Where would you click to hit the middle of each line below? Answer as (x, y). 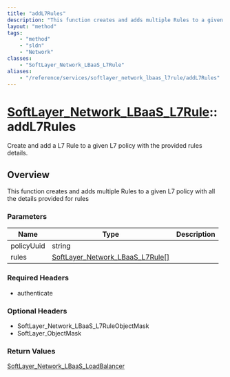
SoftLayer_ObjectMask (49, 333)
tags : (15, 33)
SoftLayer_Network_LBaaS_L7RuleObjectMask (83, 326)
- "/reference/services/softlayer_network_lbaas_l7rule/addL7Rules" (120, 78)
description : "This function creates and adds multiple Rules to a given (115, 20)
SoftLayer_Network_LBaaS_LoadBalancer (66, 366)
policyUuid (28, 246)
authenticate (35, 293)
